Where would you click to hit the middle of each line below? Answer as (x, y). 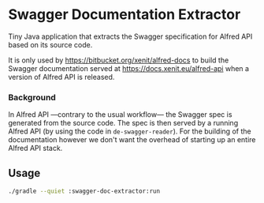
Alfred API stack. (35, 148)
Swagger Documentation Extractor (125, 15)
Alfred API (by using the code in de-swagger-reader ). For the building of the (130, 131)
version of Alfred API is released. (61, 77)
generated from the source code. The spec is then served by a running (123, 123)
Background (32, 97)
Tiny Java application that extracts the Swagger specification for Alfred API (130, 36)
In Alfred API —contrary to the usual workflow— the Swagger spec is (120, 115)
